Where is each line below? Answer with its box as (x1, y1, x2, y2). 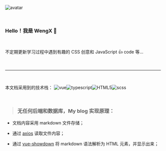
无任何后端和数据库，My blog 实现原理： (17, 108, 115, 115)
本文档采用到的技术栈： (5, 85, 53, 91)
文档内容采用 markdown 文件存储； (12, 120, 84, 125)
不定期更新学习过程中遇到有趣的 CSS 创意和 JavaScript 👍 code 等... (5, 49, 144, 55)
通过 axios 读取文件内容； (12, 130, 65, 136)
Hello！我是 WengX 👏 (5, 27, 57, 34)
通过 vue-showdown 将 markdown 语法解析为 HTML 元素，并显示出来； (12, 141, 159, 147)
